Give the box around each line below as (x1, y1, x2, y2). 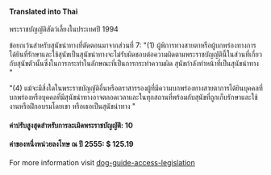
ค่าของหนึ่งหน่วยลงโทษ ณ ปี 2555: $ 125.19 (9, 140, 134, 149)
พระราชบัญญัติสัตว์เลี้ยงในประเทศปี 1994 (9, 24, 119, 34)
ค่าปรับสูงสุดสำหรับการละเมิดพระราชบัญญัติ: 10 (9, 120, 134, 130)
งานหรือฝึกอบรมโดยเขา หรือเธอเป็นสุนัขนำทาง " (9, 102, 136, 111)
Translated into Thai (9, 6, 78, 16)
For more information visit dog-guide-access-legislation (9, 158, 196, 167)
